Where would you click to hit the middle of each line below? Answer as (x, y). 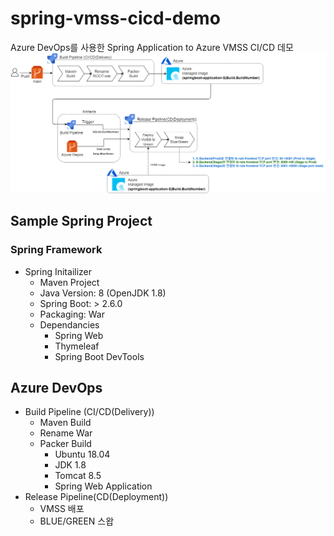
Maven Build (65, 423)
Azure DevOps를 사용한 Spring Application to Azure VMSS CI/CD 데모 (152, 47)
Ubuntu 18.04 (82, 454)
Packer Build (65, 444)
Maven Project (69, 282)
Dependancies (69, 324)
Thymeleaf (77, 346)
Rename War (66, 433)
